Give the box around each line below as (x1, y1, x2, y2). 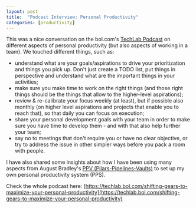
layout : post (6, 8, 38, 15)
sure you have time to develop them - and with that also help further (14, 122, 181, 130)
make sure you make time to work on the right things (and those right (14, 85, 183, 92)
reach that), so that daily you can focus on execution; (14, 110, 145, 117)
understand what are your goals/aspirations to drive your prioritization (14, 60, 185, 67)
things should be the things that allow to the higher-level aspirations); (14, 91, 184, 98)
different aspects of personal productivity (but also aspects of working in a (6, 42, 188, 49)
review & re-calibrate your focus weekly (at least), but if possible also (14, 97, 184, 104)
